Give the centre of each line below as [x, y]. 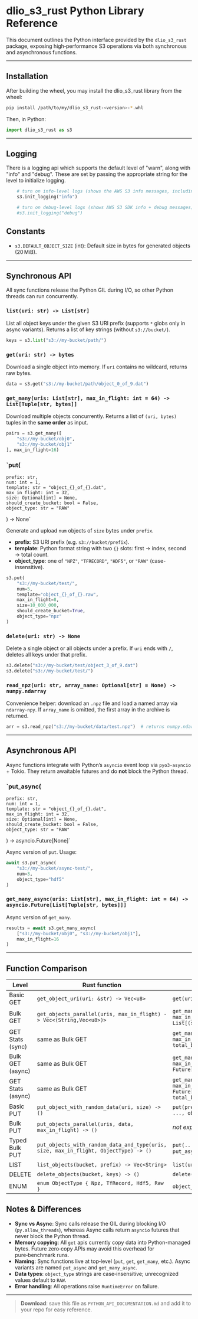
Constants [26, 231]
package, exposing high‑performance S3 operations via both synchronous [96, 46]
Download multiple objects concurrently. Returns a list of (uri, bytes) [91, 416]
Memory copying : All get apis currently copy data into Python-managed [102, 1242]
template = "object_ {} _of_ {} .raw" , [58, 595]
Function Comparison [47, 969]
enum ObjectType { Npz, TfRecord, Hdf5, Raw [100, 1183]
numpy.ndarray [26, 691]
